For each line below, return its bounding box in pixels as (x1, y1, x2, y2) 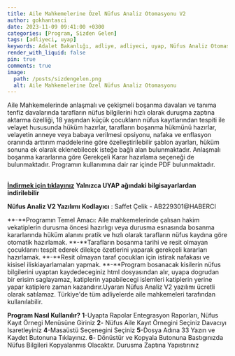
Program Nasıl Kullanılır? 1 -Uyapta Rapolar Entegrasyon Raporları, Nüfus (7, 311, 219, 320)
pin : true (7, 56, 36, 63)
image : (7, 69, 27, 76)
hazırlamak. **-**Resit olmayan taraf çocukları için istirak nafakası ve (7, 253, 210, 262)
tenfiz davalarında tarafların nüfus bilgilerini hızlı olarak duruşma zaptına (7, 108, 215, 117)
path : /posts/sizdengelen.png (13, 75, 101, 83)
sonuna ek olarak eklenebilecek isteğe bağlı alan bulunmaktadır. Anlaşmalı (7, 145, 221, 154)
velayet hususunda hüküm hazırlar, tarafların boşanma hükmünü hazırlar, (7, 123, 217, 131)
